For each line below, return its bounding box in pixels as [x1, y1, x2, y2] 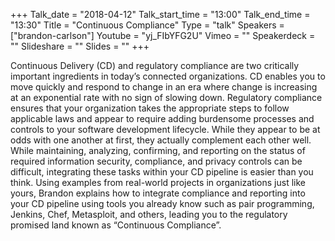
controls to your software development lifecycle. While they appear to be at [10, 124, 321, 135]
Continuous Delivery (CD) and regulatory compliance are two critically [10, 60, 300, 71]
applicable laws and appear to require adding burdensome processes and [10, 113, 315, 124]
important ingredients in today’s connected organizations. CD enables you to [10, 70, 326, 82]
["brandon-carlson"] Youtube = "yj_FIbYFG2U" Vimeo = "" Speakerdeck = [10, 30, 316, 41]
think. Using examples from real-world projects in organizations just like [10, 177, 306, 188]
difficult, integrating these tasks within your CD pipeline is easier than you [10, 166, 314, 178]
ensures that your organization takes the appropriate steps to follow [10, 102, 290, 114]
